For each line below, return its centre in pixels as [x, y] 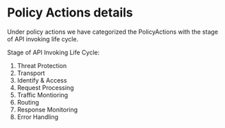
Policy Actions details [70, 13]
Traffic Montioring [43, 95]
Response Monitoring [47, 109]
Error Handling [38, 117]
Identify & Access [42, 80]
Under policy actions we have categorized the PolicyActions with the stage [113, 32]
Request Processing [45, 87]
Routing [28, 102]
